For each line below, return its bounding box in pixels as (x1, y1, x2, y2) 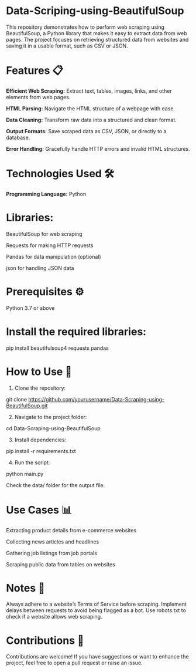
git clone (6, 396, 27, 403)
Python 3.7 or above (6, 304, 55, 312)
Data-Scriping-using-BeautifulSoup (6, 4, 184, 18)
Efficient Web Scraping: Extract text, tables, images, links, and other (6, 87, 173, 94)
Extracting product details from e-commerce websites (6, 526, 136, 533)
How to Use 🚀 (6, 365, 72, 378)
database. (6, 134, 30, 141)
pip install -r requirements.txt (6, 447, 76, 454)
